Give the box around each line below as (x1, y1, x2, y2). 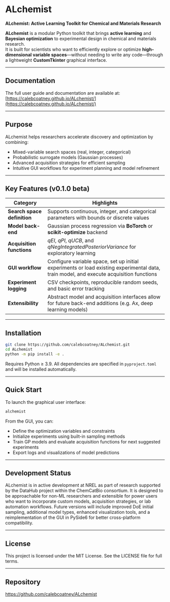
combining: (5, 139, 29, 145)
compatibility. (5, 520, 34, 526)
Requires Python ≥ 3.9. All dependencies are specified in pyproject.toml (5, 361, 157, 367)
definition (8, 214, 32, 221)
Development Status (5, 469, 71, 477)
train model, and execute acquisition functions (47, 271, 157, 278)
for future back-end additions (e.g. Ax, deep (47, 300, 153, 307)
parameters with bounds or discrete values (47, 214, 149, 221)
